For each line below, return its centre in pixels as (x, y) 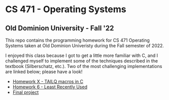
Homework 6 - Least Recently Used (50, 87)
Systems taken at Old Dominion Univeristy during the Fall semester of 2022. (84, 46)
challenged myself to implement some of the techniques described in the (82, 61)
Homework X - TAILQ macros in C (48, 81)
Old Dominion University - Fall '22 (60, 28)
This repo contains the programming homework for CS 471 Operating (77, 40)
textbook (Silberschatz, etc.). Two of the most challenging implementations (84, 66)
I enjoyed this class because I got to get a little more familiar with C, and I (82, 55)
